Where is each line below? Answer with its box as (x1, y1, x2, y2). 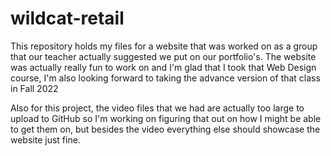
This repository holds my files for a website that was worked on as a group (10, 40, 318, 52)
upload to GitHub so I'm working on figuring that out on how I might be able (10, 112, 322, 124)
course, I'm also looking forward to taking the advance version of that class (10, 72, 321, 84)
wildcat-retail (10, 7, 125, 30)
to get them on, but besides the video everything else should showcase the (10, 123, 321, 135)
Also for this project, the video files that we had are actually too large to (10, 102, 305, 114)
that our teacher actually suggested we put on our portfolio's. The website (10, 50, 317, 62)
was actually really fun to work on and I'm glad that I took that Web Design (10, 61, 317, 73)
